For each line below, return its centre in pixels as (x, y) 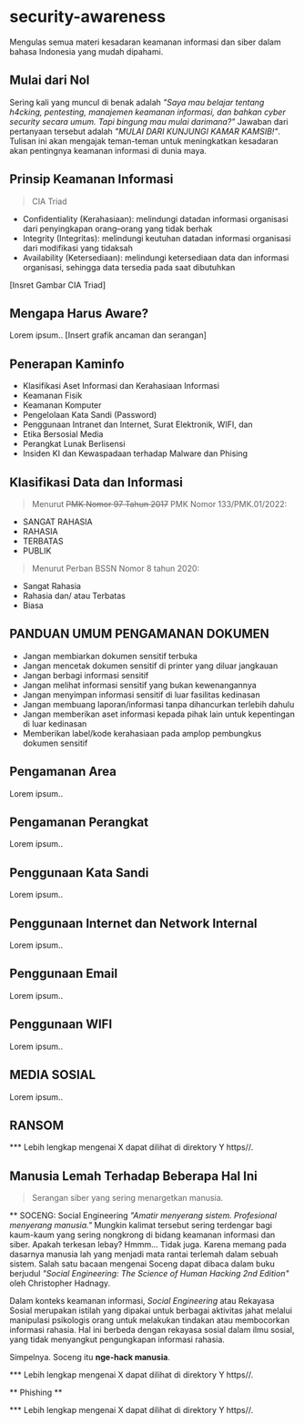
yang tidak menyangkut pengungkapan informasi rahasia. (117, 1339)
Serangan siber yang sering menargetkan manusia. (127, 1198)
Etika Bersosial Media (63, 434)
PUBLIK (37, 551)
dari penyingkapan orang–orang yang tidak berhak (117, 229)
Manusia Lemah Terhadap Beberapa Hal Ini (133, 1176)
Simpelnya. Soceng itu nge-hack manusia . (90, 1358)
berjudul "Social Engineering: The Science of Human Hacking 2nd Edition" (149, 1274)
